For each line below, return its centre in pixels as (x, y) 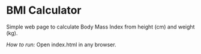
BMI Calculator (44, 10)
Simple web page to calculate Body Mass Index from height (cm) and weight (100, 27)
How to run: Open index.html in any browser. (61, 45)
